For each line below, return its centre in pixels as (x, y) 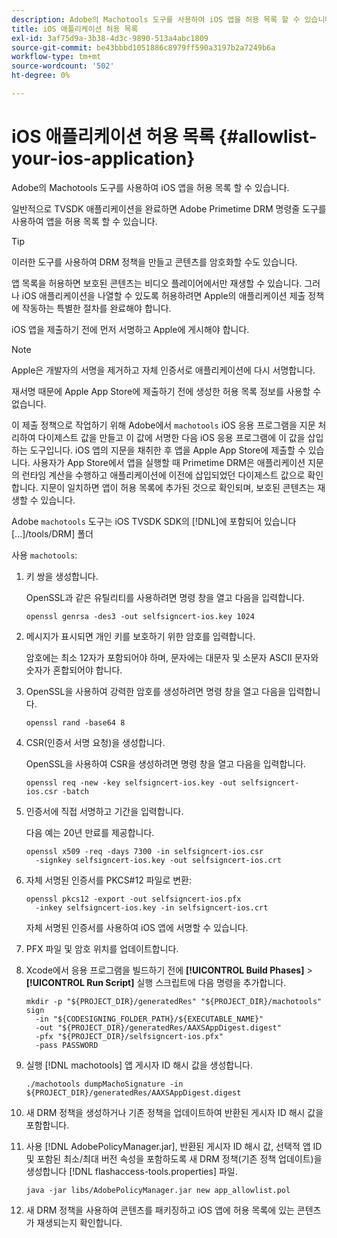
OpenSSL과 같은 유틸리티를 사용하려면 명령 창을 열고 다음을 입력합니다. (165, 597)
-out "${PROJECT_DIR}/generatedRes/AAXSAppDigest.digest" (158, 1027)
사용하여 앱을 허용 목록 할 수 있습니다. (84, 221)
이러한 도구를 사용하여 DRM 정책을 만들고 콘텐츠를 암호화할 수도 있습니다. (154, 262)
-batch (76, 791)
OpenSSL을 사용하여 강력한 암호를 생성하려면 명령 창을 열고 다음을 (155, 691)
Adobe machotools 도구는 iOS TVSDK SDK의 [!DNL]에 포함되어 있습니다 (154, 521)
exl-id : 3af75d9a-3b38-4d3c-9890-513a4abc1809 (110, 38)
